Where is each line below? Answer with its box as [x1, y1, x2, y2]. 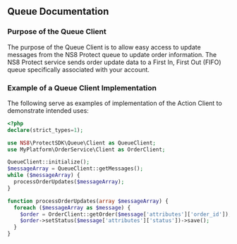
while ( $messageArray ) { [7, 172, 80, 179]
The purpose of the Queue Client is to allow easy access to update [7, 42, 201, 51]
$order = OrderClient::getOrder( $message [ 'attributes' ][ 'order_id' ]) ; [20, 211, 232, 218]
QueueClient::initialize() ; [7, 159, 90, 166]
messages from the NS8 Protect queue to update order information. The [7, 50, 217, 59]
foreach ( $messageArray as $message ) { [13, 204, 131, 211]
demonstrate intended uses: [7, 106, 90, 115]
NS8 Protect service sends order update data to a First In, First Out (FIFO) [7, 58, 221, 66]
